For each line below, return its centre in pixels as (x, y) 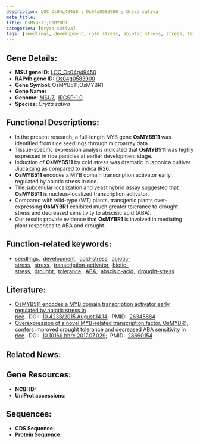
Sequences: (29, 414)
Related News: (34, 354)
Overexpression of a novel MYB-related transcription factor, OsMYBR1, (101, 323)
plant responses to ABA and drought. (60, 225)
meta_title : (21, 17)
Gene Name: (30, 91)
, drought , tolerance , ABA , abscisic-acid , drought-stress (102, 271)
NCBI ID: (26, 389)
